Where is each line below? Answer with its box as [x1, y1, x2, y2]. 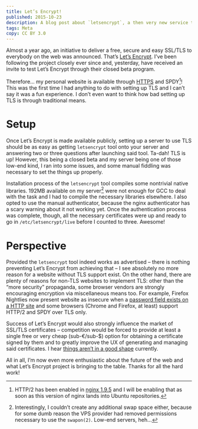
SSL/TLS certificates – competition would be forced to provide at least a [6, 326, 181, 333]
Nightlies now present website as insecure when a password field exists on [6, 296, 189, 303]
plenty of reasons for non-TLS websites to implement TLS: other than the [6, 277, 184, 284]
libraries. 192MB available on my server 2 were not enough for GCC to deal [6, 186, 186, 194]
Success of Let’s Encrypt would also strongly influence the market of [6, 320, 173, 328]
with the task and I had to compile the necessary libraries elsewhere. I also [6, 193, 187, 201]
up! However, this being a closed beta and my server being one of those [6, 156, 181, 163]
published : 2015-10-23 [6, 14, 62, 20]
